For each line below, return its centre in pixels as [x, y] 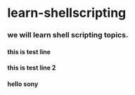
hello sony [23, 84]
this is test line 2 [32, 68]
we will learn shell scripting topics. [68, 35]
